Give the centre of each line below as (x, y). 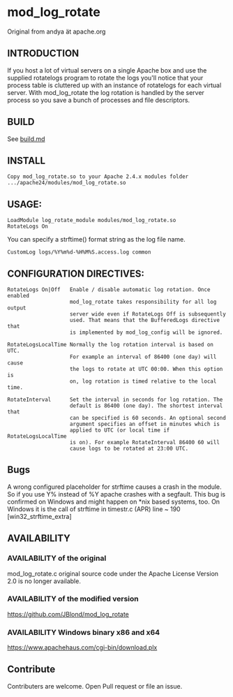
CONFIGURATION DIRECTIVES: (76, 273)
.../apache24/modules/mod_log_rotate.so (67, 183)
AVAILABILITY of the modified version (73, 599)
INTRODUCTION (43, 53)
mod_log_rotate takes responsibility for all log (143, 302)
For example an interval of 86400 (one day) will (143, 357)
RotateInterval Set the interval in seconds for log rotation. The (115, 399)
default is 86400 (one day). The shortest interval (146, 406)
